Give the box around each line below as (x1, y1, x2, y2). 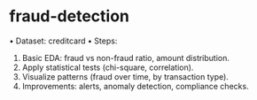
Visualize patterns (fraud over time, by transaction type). (21, 71, 229, 81)
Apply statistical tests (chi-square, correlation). (21, 62, 194, 73)
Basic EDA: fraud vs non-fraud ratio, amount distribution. (21, 52, 230, 63)
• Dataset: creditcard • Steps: (9, 35, 118, 46)
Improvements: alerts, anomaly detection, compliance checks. (21, 81, 250, 91)
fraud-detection (9, 6, 130, 27)
